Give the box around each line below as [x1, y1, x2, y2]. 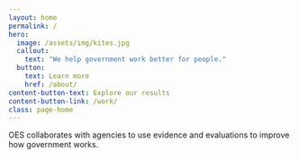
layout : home [8, 13, 58, 22]
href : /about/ [24, 80, 77, 89]
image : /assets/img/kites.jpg [16, 38, 130, 48]
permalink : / [8, 22, 58, 31]
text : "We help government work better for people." [24, 55, 227, 64]
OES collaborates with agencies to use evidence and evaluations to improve [8, 129, 290, 140]
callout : [16, 47, 50, 56]
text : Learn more [24, 72, 90, 81]
